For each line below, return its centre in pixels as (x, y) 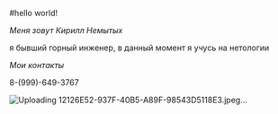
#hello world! (34, 13)
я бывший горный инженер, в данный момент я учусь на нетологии (139, 48)
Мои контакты (37, 65)
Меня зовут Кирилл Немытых (66, 30)
